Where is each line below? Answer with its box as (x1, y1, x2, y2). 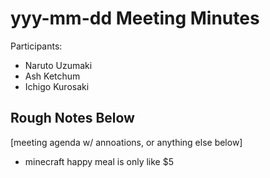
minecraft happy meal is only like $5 (24, 155, 174, 167)
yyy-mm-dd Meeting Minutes (10, 7, 260, 30)
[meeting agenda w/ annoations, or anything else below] (10, 136, 243, 148)
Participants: (10, 40, 63, 52)
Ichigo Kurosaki (24, 80, 90, 92)
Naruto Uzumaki (24, 59, 93, 71)
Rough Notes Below (10, 110, 135, 127)
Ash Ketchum (24, 70, 81, 82)
